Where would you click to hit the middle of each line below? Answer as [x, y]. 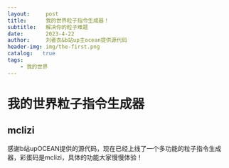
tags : [15, 60]
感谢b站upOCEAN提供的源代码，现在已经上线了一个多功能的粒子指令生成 [114, 148]
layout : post [33, 14]
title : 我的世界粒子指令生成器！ [58, 21]
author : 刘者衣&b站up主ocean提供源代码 [68, 40]
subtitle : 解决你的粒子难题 [48, 27]
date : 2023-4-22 [41, 34]
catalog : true [31, 54]
